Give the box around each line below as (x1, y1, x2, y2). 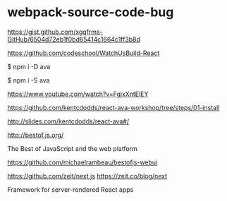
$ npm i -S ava (7, 75, 50, 85)
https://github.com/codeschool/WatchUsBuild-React (7, 49, 160, 57)
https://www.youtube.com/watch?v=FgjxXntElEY (7, 90, 149, 98)
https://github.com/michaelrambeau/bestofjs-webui (7, 158, 158, 166)
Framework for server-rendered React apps (7, 185, 134, 194)
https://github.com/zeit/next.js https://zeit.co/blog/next (7, 171, 168, 180)
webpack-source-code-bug (7, 4, 174, 20)
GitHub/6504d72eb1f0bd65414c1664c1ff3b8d (7, 35, 141, 43)
